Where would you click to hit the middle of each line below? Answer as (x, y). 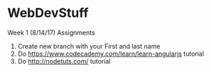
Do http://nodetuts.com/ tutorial (64, 61)
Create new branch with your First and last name (89, 46)
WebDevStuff (48, 13)
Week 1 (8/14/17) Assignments (52, 32)
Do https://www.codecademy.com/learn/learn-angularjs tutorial (111, 54)
